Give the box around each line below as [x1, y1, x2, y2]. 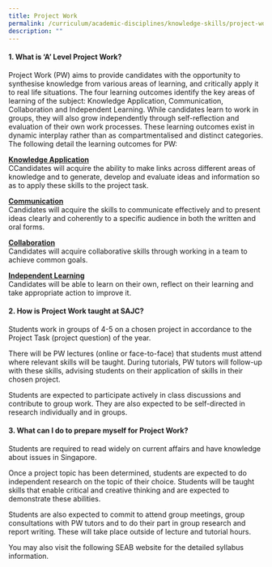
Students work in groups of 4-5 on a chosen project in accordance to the [8, 324, 253, 334]
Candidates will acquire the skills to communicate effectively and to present [8, 204, 261, 215]
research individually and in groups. [8, 407, 128, 417]
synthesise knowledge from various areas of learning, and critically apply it [8, 79, 259, 88]
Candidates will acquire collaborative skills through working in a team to [8, 246, 249, 256]
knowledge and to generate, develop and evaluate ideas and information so [8, 172, 261, 181]
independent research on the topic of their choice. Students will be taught [8, 476, 255, 486]
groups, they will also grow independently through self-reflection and [8, 113, 240, 122]
